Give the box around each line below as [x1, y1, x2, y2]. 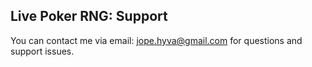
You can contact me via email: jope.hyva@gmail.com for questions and [10, 34, 303, 46]
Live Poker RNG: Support [10, 8, 168, 25]
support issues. [10, 45, 75, 57]
